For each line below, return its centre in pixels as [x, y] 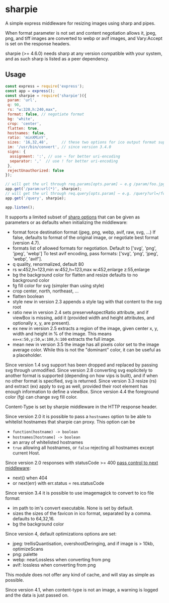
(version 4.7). [26, 243]
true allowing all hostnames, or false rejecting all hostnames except [83, 447]
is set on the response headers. [38, 43]
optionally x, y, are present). [41, 323]
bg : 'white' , [21, 119]
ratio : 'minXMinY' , [28, 138]
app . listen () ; [20, 207]
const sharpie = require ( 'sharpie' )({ [46, 96]
